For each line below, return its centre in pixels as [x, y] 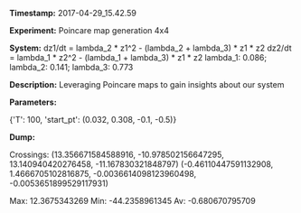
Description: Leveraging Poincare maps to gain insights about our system [147, 84]
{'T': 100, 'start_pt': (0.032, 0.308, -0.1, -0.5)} [93, 120]
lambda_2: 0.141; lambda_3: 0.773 [71, 67]
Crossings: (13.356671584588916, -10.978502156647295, [117, 154]
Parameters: [33, 102]
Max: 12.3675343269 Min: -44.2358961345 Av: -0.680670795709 [132, 201]
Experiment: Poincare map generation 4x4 [89, 30]
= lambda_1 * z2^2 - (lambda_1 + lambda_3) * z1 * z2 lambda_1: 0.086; [138, 57]
